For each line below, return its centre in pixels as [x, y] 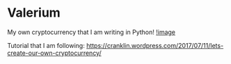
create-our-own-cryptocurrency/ [55, 53]
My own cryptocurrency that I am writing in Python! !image [91, 32]
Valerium [34, 13]
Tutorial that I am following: [46, 45]
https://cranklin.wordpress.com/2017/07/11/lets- [155, 45]
